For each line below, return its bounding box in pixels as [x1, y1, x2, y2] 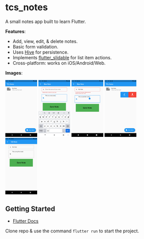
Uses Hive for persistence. [12, 49, 69, 55]
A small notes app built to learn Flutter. [5, 18, 87, 25]
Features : [5, 28, 26, 34]
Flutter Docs [12, 218, 39, 224]
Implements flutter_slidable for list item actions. [12, 54, 112, 60]
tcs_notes [5, 2, 48, 13]
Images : [5, 69, 23, 76]
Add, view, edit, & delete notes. [12, 38, 78, 44]
